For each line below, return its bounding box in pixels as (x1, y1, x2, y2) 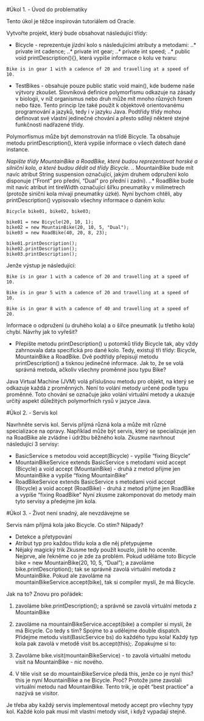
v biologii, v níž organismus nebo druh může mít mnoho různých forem (15, 95, 193, 102)
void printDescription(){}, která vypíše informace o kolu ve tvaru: (15, 54, 178, 61)
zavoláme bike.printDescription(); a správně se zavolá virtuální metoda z (15, 602, 197, 609)
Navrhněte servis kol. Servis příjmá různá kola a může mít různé (6, 421, 166, 428)
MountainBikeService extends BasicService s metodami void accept (15, 458, 186, 466)
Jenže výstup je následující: (6, 262, 76, 269)
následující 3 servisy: (6, 440, 60, 447)
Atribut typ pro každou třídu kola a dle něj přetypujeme (15, 540, 153, 546)
